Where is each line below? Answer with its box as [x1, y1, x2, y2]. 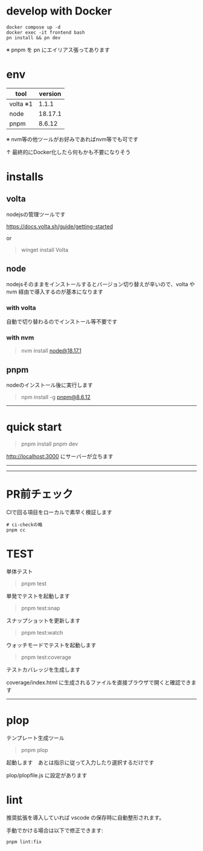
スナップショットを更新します [6, 617, 80, 624]
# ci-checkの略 [6, 521, 43, 528]
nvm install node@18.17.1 [21, 347, 82, 355]
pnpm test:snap [21, 604, 60, 611]
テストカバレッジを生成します [6, 666, 80, 673]
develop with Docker [6, 4, 112, 18]
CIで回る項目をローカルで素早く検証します [6, 509, 112, 516]
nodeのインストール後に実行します [6, 382, 94, 389]
